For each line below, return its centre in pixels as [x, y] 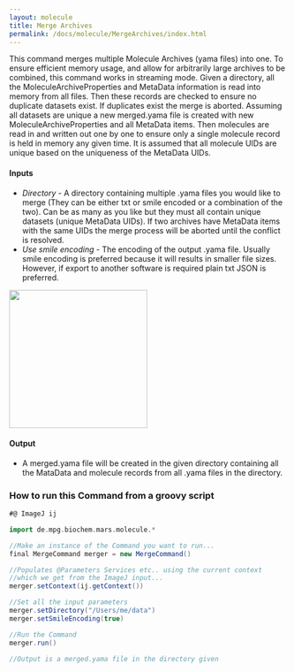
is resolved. [43, 240]
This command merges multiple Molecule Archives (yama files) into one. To [147, 59]
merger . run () [33, 643]
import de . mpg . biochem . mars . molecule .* [83, 530]
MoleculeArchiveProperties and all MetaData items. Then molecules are [139, 125]
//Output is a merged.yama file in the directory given [114, 659]
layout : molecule [41, 17]
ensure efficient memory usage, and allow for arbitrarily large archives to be [147, 68]
